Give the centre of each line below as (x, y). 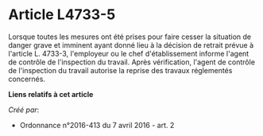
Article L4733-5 (62, 15)
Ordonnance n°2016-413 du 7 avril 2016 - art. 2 (97, 125)
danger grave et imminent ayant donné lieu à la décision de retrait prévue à (131, 45)
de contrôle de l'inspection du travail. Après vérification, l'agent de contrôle (132, 62)
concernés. (27, 79)
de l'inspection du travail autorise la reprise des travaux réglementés (120, 70)
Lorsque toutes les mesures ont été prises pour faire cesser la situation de (130, 37)
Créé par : (24, 110)
